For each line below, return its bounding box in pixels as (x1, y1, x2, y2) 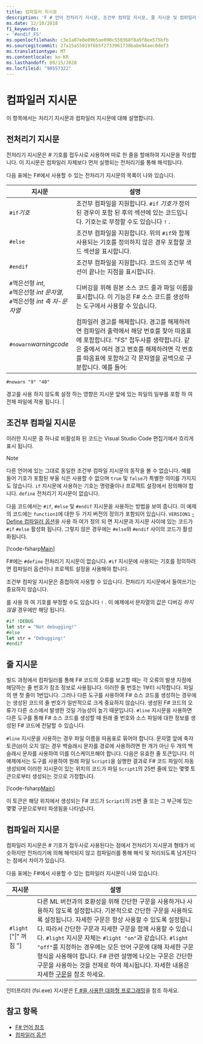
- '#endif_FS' (6, 32, 42, 38)
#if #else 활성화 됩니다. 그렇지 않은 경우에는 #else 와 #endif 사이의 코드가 (6, 525, 181, 533)
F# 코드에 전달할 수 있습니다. (17, 722, 86, 729)
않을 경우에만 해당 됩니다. (6, 606, 66, 613)
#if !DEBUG (6, 618, 34, 624)
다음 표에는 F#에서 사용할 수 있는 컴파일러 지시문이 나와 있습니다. (6, 869, 159, 877)
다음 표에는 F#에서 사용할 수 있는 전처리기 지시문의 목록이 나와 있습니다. (6, 172, 175, 179)
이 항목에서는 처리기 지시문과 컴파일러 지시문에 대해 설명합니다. (6, 115, 155, 122)
